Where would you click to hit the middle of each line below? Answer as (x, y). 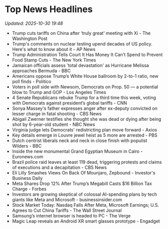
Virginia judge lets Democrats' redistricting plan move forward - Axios (85, 129)
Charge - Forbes (29, 189)
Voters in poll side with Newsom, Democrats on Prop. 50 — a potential (85, 86)
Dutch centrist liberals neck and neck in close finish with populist (79, 141)
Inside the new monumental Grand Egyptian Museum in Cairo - (77, 151)
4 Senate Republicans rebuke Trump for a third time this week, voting (84, 98)
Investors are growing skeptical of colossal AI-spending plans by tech (85, 194)
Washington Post (30, 38)
